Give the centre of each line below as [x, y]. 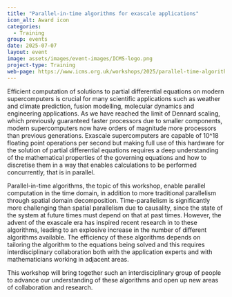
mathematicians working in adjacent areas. [68, 259]
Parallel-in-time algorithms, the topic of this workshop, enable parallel [106, 186]
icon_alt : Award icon [38, 20]
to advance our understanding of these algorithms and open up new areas [113, 280]
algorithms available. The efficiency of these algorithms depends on [104, 237]
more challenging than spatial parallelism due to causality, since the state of [115, 208]
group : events [28, 39]
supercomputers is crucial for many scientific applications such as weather [114, 98]
